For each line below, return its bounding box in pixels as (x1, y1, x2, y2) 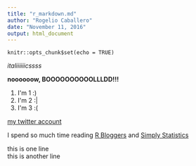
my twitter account (7, 117, 62, 126)
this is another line (7, 152, 61, 160)
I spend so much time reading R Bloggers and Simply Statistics (7, 131, 189, 139)
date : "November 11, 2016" (7, 23, 86, 30)
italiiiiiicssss (7, 61, 42, 70)
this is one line (7, 145, 49, 153)
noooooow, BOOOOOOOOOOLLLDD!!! (7, 75, 119, 84)
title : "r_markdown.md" (7, 10, 77, 18)
